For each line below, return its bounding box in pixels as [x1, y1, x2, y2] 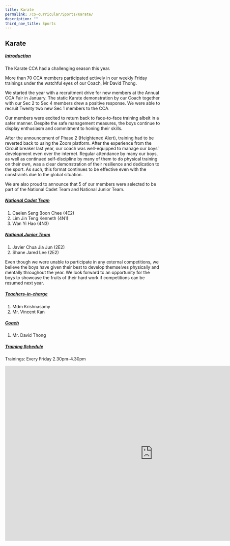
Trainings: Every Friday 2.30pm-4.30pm [5, 356, 86, 362]
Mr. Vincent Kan [12, 309, 45, 315]
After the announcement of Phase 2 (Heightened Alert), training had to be [5, 135, 154, 141]
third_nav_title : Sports [5, 21, 56, 26]
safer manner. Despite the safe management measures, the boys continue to [5, 120, 160, 126]
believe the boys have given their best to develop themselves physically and [5, 264, 160, 270]
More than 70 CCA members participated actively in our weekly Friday [5, 75, 147, 81]
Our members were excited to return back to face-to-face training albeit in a [5, 115, 159, 121]
